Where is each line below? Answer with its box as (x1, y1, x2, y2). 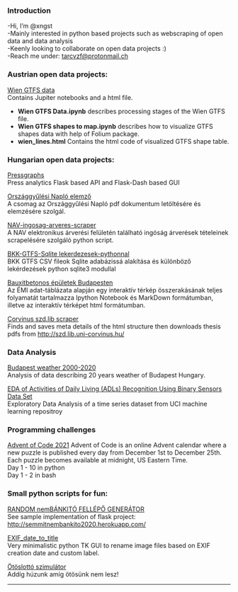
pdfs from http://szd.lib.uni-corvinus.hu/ (7, 329, 125, 338)
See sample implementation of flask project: (7, 512, 136, 520)
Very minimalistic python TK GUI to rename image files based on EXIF (7, 541, 211, 550)
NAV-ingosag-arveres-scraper (7, 220, 97, 229)
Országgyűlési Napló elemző (7, 192, 92, 200)
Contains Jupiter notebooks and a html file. (7, 93, 133, 101)
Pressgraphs (7, 171, 45, 179)
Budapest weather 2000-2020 (7, 363, 96, 372)
